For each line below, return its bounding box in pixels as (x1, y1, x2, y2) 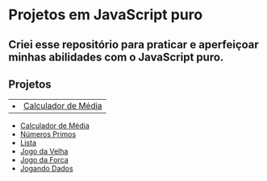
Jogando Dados (19, 163, 74, 174)
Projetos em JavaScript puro (8, 6, 203, 24)
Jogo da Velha (19, 146, 69, 156)
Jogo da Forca (19, 155, 69, 165)
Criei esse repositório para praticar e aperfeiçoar (8, 38, 260, 51)
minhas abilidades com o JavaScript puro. (8, 50, 224, 64)
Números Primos (19, 130, 77, 139)
